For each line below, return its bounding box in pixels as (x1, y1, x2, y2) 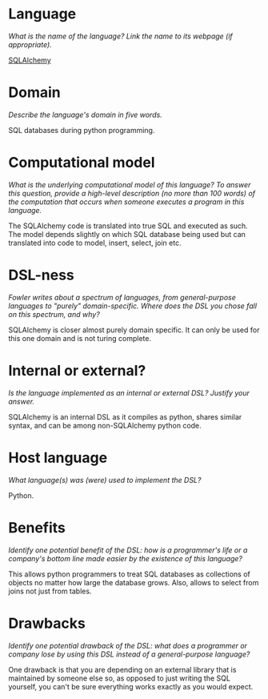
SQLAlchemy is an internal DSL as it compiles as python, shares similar (8, 412, 242, 421)
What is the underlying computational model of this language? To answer (8, 179, 251, 189)
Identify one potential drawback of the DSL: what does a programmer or (8, 641, 248, 650)
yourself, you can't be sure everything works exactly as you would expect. (8, 681, 254, 691)
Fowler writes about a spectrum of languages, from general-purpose (8, 292, 236, 302)
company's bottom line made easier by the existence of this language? (8, 553, 242, 563)
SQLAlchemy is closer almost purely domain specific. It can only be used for (8, 325, 260, 335)
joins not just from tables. (8, 586, 92, 596)
